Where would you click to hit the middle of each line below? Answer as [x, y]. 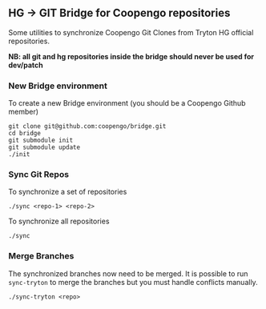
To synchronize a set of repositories [68, 192]
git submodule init [41, 140]
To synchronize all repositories [59, 221]
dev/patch [26, 65]
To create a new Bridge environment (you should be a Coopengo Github [127, 103]
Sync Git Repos [39, 175]
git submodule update [44, 147]
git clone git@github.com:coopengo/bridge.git [87, 126]
